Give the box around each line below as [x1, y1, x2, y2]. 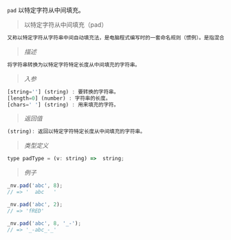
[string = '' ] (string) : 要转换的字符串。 [7, 88, 119, 95]
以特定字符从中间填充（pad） [23, 21, 108, 29]
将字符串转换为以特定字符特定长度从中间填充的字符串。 [7, 61, 141, 68]
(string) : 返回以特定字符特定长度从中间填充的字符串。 [7, 128, 146, 135]
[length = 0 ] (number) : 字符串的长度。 [7, 95, 111, 102]
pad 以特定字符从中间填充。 [7, 6, 85, 14]
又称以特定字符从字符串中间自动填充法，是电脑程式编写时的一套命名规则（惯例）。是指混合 [7, 34, 225, 41]
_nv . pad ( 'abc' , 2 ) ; [7, 201, 63, 208]
